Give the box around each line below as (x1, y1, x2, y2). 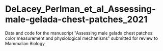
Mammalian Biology (5, 40, 45, 46)
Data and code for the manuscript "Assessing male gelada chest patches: (5, 30, 154, 36)
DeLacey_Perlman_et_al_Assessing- (5, 3, 156, 15)
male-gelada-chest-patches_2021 (5, 14, 148, 25)
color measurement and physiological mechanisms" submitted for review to (5, 35, 158, 41)
